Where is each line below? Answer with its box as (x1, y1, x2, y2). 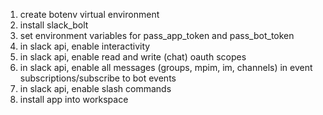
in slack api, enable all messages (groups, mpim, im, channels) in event (19, 62, 313, 73)
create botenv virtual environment (19, 9, 160, 20)
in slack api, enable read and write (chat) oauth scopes (19, 51, 247, 63)
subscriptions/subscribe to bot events (19, 72, 177, 84)
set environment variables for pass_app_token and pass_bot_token (19, 30, 295, 41)
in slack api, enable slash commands (19, 83, 172, 94)
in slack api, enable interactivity (19, 40, 151, 52)
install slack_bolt (19, 19, 89, 31)
